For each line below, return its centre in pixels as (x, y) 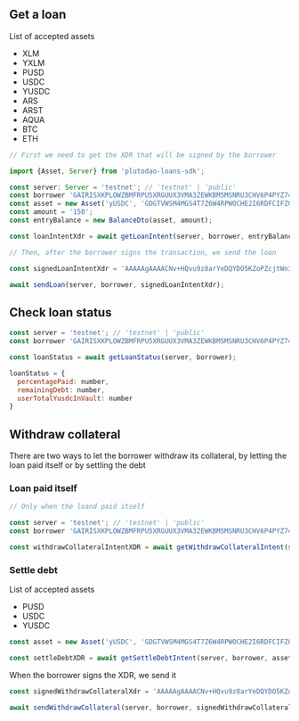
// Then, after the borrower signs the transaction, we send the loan (143, 252)
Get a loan (38, 15)
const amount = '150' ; (51, 212)
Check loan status (61, 312)
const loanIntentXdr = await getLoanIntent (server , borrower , (127, 236)
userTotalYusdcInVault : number (75, 398)
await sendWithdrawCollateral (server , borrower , (101, 708)
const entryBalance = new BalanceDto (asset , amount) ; (111, 221)
